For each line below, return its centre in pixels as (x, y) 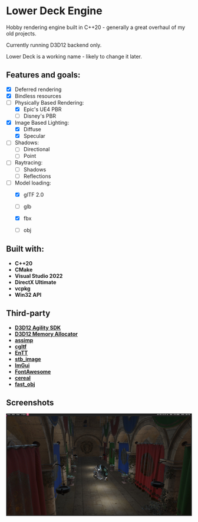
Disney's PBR (40, 116)
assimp (24, 340)
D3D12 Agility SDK (38, 328)
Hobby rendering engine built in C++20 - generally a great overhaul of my (96, 27)
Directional (37, 150)
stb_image (28, 359)
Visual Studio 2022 (39, 275)
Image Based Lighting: (42, 123)
